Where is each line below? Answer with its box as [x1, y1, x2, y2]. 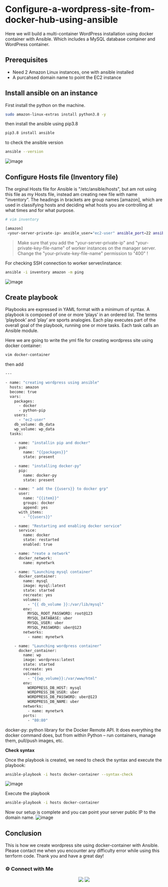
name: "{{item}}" [23, 496, 59, 501]
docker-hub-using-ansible [5, 14, 118, 25]
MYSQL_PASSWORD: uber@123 [27, 625, 81, 630]
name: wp [23, 652, 41, 658]
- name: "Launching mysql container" [14, 569, 93, 574]
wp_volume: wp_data [14, 426, 55, 431]
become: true [9, 389, 37, 394]
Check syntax [5, 747, 35, 753]
